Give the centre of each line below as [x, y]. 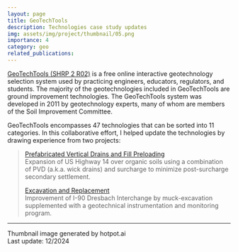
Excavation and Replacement [67, 190]
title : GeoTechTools [38, 21]
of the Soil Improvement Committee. [60, 111]
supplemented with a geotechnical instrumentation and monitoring [121, 205]
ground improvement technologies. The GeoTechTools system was [104, 96]
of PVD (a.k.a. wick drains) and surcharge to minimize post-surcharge [126, 169]
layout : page [27, 14]
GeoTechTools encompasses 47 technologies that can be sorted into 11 [111, 125]
